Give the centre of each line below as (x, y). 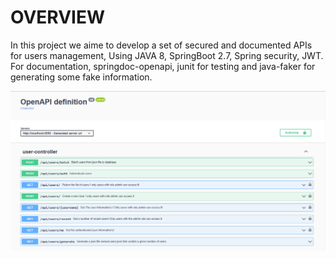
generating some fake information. (81, 77)
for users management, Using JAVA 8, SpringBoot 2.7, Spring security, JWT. (167, 55)
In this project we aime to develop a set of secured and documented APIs (161, 45)
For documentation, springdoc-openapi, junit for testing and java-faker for (163, 66)
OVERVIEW (58, 17)
